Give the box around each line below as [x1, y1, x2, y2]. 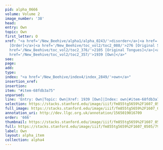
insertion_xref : [5, 79, 38, 84]
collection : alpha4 [5, 137, 45, 143]
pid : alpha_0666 [5, 7, 38, 12]
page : [5, 61, 16, 66]
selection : [5, 102, 27, 106]
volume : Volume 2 [5, 12, 40, 16]
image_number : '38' [5, 16, 45, 21]
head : [5, 20, 16, 26]
